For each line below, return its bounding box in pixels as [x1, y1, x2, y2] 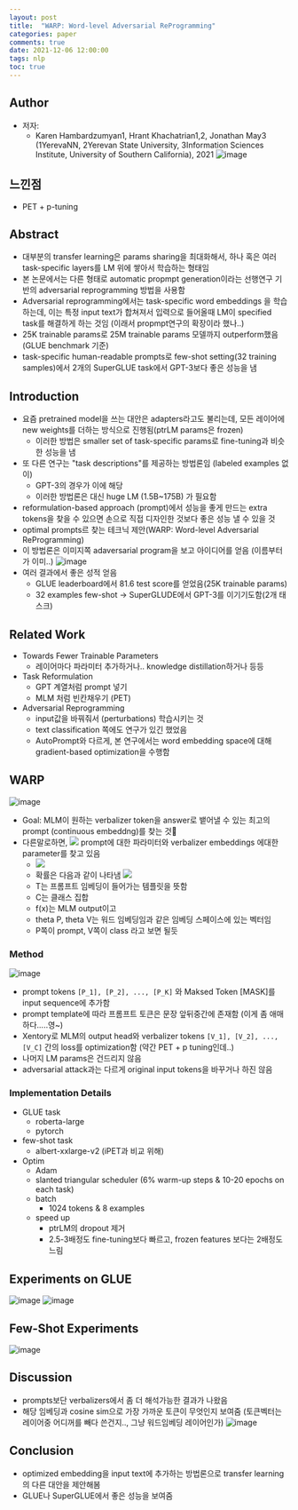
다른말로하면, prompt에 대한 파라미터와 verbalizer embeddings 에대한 [21, 837, 279, 847]
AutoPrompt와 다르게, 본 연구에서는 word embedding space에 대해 [35, 735, 272, 746]
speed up [35, 1212, 71, 1223]
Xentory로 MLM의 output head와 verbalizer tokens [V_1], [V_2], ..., [21, 1031, 279, 1042]
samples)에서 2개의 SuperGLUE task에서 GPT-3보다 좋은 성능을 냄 [21, 362, 257, 373]
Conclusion [9, 1443, 74, 1458]
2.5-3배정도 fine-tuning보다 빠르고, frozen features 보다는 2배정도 [48, 1234, 284, 1244]
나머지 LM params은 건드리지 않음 [21, 1053, 142, 1064]
